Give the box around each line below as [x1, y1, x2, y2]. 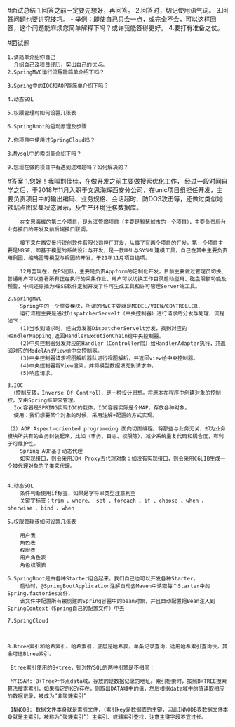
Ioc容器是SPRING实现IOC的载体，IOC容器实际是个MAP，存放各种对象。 [13, 405, 191, 412]
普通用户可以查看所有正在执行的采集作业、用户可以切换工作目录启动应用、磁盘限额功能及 [7, 276, 227, 283]
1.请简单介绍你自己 [7, 54, 56, 61]
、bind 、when [35, 505, 75, 512]
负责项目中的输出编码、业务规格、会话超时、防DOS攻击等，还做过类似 [13, 195, 217, 203]
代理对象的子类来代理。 [17, 463, 76, 470]
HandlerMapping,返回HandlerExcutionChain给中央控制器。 [7, 332, 165, 339]
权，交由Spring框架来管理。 [7, 397, 79, 404]
